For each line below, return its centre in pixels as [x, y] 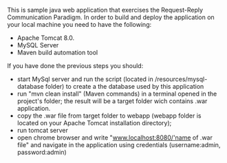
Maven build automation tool [57, 52]
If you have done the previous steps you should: [75, 66]
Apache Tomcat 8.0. [46, 38]
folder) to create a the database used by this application [125, 86]
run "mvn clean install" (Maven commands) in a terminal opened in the [117, 94]
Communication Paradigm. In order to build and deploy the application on [111, 17]
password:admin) [42, 152]
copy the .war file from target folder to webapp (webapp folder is [109, 116]
